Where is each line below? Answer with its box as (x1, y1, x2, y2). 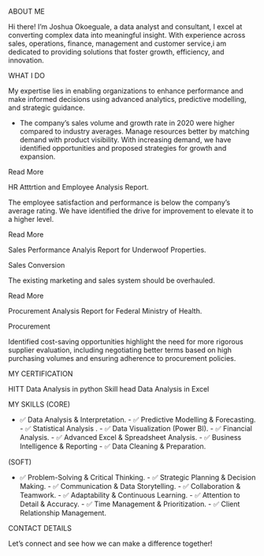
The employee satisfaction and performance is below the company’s (8, 197, 231, 207)
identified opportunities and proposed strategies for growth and (19, 144, 227, 152)
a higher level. (8, 215, 54, 224)
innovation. (8, 55, 45, 65)
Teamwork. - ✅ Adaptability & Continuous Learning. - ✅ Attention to (19, 490, 240, 500)
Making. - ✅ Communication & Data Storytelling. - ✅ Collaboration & (19, 482, 241, 490)
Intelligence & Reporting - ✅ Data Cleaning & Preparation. (19, 441, 206, 451)
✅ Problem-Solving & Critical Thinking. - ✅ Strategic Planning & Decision (19, 473, 256, 482)
